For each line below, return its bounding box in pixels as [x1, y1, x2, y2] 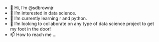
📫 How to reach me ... [10, 31, 57, 37]
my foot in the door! [10, 26, 51, 32]
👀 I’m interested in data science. [10, 10, 77, 16]
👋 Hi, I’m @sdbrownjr [10, 5, 54, 10]
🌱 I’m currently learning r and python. [10, 15, 87, 21]
